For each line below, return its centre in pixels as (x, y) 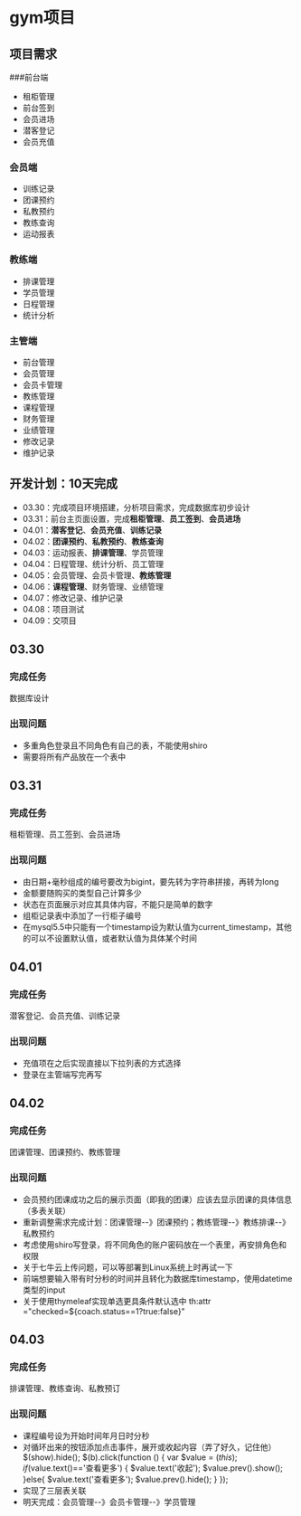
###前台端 (29, 77)
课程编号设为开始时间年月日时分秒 (86, 1435)
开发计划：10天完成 (64, 484)
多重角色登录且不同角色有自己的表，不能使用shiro (115, 745)
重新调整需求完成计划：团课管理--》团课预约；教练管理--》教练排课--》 (156, 1222)
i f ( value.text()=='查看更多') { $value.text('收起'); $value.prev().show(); (152, 1468)
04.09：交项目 (49, 621)
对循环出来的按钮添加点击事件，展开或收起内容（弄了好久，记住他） (149, 1446)
